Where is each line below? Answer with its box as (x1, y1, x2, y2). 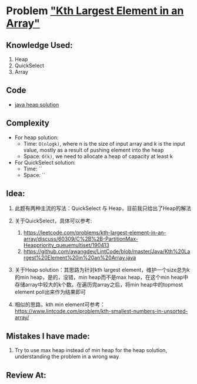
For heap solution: (14, 134, 59, 141)
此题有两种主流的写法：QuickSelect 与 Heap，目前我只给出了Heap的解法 (14, 205, 192, 212)
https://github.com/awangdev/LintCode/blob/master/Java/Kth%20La (23, 248, 191, 255)
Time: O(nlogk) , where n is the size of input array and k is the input (23, 140, 185, 147)
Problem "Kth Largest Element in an (6, 4, 184, 18)
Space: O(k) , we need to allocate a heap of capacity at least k (23, 152, 173, 160)
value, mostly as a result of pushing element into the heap (23, 146, 164, 153)
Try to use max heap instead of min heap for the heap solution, (14, 347, 168, 354)
